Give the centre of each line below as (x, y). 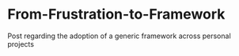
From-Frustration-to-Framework (116, 14)
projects (21, 44)
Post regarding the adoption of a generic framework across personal (119, 36)
